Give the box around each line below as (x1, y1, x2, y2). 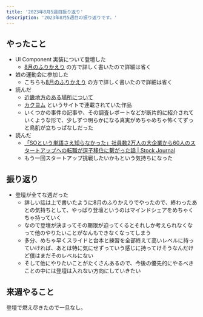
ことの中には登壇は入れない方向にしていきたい (24, 267, 141, 274)
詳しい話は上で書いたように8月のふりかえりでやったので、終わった (24, 199, 192, 206)
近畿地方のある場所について (24, 94, 94, 101)
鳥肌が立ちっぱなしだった (29, 124, 94, 131)
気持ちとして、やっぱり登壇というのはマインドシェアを (35, 206, 173, 214)
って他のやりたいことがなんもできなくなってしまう (24, 229, 151, 237)
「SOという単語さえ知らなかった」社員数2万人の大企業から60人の (24, 139, 191, 146)
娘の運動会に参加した (15, 71, 68, 78)
